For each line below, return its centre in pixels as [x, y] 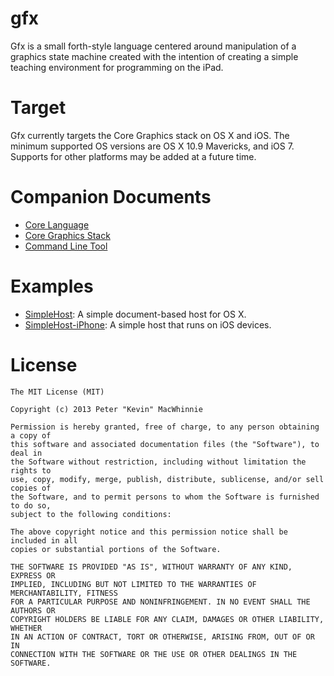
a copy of [31, 435]
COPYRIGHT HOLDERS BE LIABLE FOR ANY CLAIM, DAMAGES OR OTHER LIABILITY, [167, 619]
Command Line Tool [66, 246]
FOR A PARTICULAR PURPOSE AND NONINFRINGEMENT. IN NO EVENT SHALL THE [160, 602]
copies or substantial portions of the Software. [116, 549]
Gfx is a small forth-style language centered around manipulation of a [153, 46]
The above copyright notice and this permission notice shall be [149, 532]
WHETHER [26, 628]
